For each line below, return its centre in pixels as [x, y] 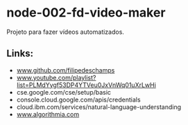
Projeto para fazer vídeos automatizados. [65, 32]
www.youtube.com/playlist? [56, 77]
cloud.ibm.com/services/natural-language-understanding [99, 107]
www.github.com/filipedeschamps [66, 70]
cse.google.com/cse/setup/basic [64, 92]
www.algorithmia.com [48, 114]
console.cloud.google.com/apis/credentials [78, 99]
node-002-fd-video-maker [86, 13]
